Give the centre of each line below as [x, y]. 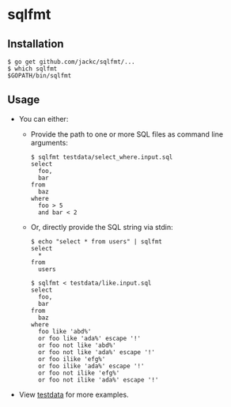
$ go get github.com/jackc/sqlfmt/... [71, 62]
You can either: [44, 119]
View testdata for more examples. [74, 394]
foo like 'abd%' [64, 331]
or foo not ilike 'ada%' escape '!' [98, 380]
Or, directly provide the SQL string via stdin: [102, 227]
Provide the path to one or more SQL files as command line [127, 134]
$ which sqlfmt [32, 69]
